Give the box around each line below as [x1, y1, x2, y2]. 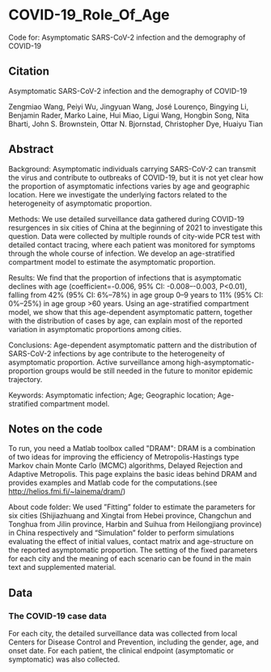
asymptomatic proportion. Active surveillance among [8, 357, 184, 367]
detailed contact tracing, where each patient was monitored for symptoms [8, 240, 256, 249]
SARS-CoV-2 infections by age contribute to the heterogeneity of [8, 348, 226, 358]
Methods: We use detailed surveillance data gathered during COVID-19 [8, 214, 245, 223]
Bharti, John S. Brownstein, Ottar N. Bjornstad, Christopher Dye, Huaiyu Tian [8, 119, 264, 129]
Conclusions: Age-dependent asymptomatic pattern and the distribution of [8, 340, 257, 350]
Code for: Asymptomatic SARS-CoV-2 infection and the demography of [8, 32, 246, 42]
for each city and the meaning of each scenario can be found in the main [8, 554, 252, 564]
